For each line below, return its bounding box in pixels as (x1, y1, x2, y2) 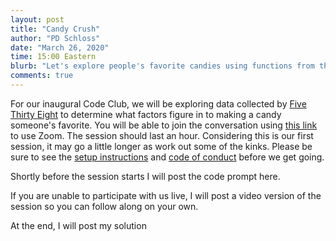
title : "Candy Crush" (10, 24, 101, 34)
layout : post (10, 14, 65, 25)
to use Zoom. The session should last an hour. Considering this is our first (10, 129, 314, 141)
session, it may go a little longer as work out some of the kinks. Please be (10, 140, 313, 152)
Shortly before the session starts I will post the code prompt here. (10, 170, 281, 182)
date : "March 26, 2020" (10, 42, 110, 53)
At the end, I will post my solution (10, 219, 147, 231)
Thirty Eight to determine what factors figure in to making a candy (10, 108, 282, 120)
